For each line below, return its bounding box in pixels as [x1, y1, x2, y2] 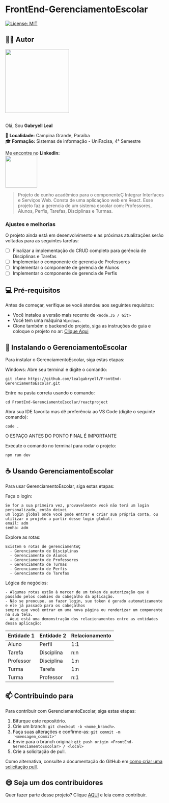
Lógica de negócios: [5, 580, 48, 586]
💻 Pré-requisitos [5, 286, 61, 294]
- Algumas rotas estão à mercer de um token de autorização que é [5, 589, 149, 595]
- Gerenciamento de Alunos [10, 553, 67, 558]
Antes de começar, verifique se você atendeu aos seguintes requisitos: [5, 302, 154, 308]
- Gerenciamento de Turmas [10, 562, 67, 567]
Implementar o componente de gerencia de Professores [12, 259, 130, 265]
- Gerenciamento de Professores [10, 557, 79, 562]
